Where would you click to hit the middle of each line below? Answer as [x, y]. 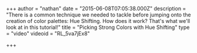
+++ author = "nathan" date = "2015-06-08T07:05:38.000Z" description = [96, 9]
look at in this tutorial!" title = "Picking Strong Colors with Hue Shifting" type [98, 27]
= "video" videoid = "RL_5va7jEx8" [48, 34]
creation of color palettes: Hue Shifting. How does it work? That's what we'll [98, 21]
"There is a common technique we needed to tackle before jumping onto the [98, 15]
